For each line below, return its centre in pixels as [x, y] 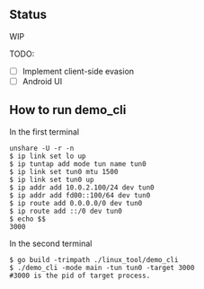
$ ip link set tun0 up [52, 180]
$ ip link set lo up [48, 156]
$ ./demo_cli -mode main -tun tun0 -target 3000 [102, 267]
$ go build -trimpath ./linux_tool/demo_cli [94, 259]
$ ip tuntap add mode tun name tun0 [78, 164]
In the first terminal [44, 131]
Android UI [42, 81]
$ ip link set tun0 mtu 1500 [64, 171]
